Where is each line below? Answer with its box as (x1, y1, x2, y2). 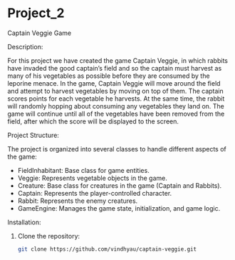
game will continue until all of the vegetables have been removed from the (7, 109, 225, 118)
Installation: (7, 218, 41, 226)
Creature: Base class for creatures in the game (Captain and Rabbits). (17, 181, 222, 190)
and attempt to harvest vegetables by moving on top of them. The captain (7, 86, 224, 95)
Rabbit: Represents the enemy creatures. (17, 196, 138, 205)
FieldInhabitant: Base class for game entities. (17, 166, 150, 174)
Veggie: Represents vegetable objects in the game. (17, 174, 167, 182)
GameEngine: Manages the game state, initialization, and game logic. (17, 204, 221, 212)
